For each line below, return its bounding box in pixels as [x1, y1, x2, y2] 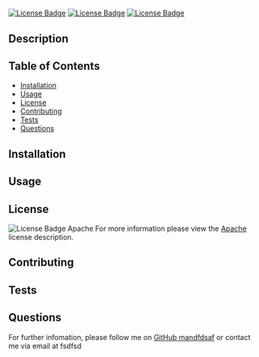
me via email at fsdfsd [8, 341, 82, 351]
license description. [8, 232, 74, 242]
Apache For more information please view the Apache [67, 223, 248, 233]
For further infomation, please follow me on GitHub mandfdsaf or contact [8, 332, 251, 342]
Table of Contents [8, 59, 101, 73]
